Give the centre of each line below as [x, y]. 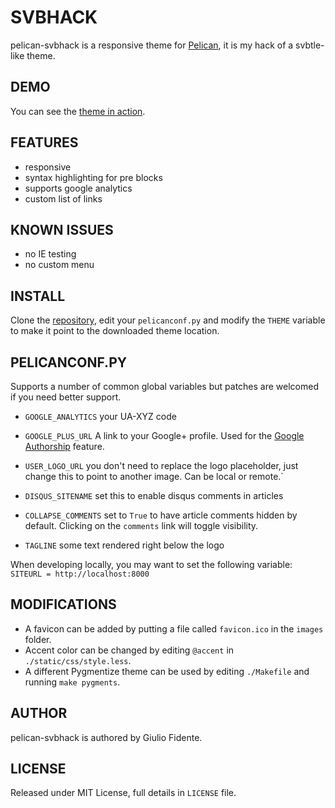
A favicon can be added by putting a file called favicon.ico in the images [174, 628]
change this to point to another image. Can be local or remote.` [154, 476]
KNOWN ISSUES [62, 229]
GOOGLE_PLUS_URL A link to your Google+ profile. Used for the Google [164, 435]
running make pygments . [72, 682]
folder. [38, 639]
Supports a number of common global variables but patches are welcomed [164, 386]
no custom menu [59, 265]
